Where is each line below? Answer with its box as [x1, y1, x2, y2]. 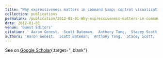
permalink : [5, 16, 27, 21]
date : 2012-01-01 [5, 20, 40, 26]
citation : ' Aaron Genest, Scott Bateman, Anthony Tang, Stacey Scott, [5, 29, 160, 34]
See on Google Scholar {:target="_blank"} [5, 47, 88, 53]
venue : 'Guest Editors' [5, 25, 53, 30]
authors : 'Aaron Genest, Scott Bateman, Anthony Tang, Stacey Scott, [5, 34, 155, 39]
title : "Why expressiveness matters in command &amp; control [5, 7, 133, 12]
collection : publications [5, 12, 57, 16]
